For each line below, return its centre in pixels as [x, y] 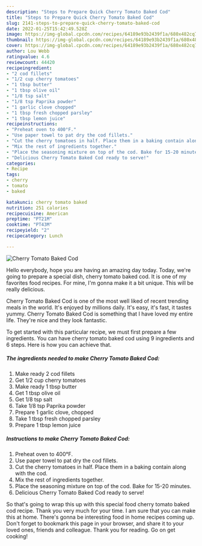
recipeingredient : [29, 68]
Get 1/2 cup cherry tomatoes [50, 380]
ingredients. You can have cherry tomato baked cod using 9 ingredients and [100, 338]
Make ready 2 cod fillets [45, 373]
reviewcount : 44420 [31, 62]
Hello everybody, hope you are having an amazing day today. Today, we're [99, 270]
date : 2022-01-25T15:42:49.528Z [47, 29]
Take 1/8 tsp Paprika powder [50, 405]
